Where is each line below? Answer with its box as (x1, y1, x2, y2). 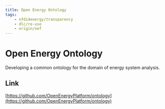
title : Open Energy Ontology (5, 7, 67, 13)
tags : (5, 12, 17, 17)
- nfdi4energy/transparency (14, 17, 73, 22)
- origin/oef (14, 26, 42, 31)
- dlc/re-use (14, 21, 42, 27)
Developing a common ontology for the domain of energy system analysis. (5, 65, 160, 71)
